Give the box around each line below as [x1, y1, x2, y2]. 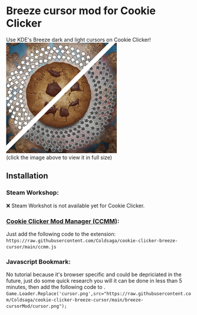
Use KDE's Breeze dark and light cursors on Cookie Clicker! [6, 36, 152, 43]
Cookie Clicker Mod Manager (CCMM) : [6, 217, 120, 225]
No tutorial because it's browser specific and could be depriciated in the [6, 271, 182, 278]
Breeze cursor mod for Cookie [6, 4, 156, 18]
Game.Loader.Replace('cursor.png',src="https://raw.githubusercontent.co [6, 291, 192, 297]
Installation [6, 171, 48, 181]
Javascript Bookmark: [6, 257, 71, 266]
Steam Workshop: [6, 188, 59, 197]
